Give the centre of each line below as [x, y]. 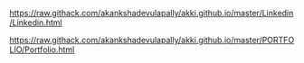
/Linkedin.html [36, 22]
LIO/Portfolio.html [42, 49]
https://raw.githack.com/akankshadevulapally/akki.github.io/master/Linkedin [152, 13]
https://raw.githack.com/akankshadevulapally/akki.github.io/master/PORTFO [152, 40]
